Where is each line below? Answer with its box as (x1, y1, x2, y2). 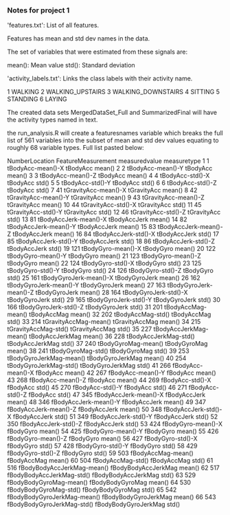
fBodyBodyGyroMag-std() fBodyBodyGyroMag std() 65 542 (7, 485, 177, 494)
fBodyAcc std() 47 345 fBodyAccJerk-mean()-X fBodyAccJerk (28, 391, 206, 399)
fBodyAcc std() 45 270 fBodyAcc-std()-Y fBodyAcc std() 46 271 (7, 384, 187, 392)
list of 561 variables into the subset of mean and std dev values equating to (7, 136, 219, 144)
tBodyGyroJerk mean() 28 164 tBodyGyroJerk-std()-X (35, 288, 188, 297)
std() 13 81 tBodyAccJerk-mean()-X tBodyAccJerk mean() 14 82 (7, 215, 187, 223)
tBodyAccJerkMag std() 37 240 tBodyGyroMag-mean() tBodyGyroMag (7, 340, 208, 348)
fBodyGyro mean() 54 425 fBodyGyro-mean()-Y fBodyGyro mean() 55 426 (7, 427, 219, 435)
